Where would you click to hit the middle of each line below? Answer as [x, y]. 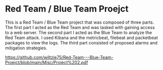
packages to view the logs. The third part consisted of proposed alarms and [81, 42]
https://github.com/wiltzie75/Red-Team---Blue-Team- [59, 57]
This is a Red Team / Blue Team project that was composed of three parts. [80, 22]
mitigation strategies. [26, 48]
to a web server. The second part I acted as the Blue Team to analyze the [79, 32]
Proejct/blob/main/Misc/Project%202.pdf [47, 62]
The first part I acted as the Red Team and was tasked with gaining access [80, 27]
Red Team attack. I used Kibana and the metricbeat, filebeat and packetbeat [81, 38]
